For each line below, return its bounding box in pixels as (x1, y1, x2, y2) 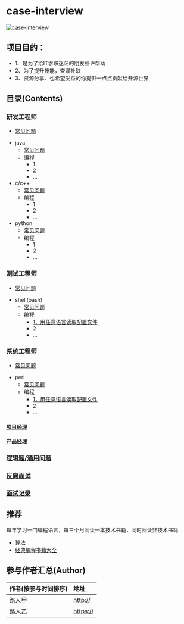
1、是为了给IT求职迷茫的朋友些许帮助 (14, 60, 106, 67)
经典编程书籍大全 (14, 546, 57, 553)
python (14, 220, 33, 227)
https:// (73, 607, 94, 615)
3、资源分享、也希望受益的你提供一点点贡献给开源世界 (14, 74, 149, 82)
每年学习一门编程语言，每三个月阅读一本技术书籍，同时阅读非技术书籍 (6, 526, 179, 533)
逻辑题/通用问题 (6, 454, 52, 463)
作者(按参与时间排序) (9, 585, 68, 593)
